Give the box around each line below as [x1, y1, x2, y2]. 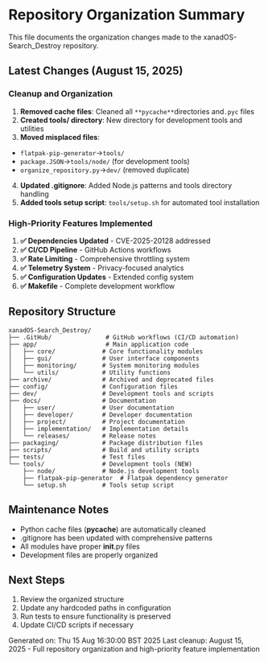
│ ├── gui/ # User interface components [8, 354, 200, 363]
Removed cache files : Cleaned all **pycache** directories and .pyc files [19, 106, 255, 116]
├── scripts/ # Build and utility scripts [8, 446, 200, 454]
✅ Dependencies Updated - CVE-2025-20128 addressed [19, 236, 211, 245]
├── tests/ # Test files [8, 453, 146, 461]
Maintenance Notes [8, 503, 109, 516]
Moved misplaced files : [19, 132, 101, 142]
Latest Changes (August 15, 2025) [8, 64, 183, 78]
